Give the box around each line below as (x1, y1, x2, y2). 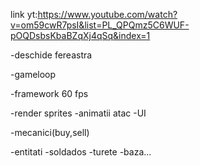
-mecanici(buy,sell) (10, 127, 90, 138)
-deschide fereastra (10, 49, 93, 61)
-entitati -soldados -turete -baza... (10, 146, 152, 158)
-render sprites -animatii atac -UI (10, 107, 147, 119)
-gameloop (10, 69, 57, 80)
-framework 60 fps (10, 88, 89, 99)
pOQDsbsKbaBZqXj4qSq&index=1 (10, 30, 151, 41)
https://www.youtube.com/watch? (37, 9, 178, 20)
